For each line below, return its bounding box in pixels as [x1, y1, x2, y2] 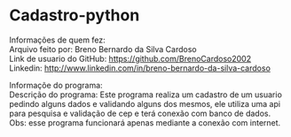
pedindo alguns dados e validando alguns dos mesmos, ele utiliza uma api [9, 98, 281, 109]
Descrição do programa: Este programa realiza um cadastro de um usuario [9, 89, 282, 100]
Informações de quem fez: [9, 34, 106, 45]
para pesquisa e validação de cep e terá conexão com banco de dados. [9, 108, 271, 118]
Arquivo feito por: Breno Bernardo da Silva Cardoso [9, 43, 197, 54]
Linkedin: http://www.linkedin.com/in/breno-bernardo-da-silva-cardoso [9, 63, 271, 73]
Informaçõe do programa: [9, 80, 104, 90]
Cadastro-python [9, 5, 140, 26]
